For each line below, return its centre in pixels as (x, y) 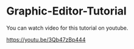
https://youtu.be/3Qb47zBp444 (46, 39)
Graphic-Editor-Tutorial (66, 11)
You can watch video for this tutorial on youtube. (67, 28)
